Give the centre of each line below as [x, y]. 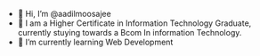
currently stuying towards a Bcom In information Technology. [130, 32]
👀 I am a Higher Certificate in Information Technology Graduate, [134, 23]
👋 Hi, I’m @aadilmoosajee [64, 14]
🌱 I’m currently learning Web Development [95, 42]
